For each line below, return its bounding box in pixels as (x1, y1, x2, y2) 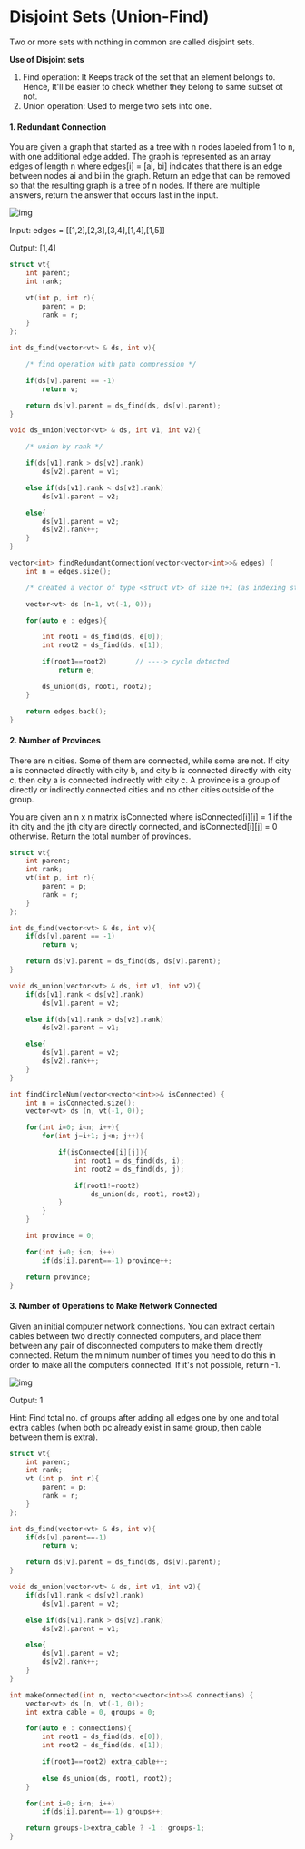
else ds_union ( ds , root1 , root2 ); (42, 1774, 172, 1783)
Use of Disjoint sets (9, 54, 84, 64)
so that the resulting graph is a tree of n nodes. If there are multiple (9, 180, 261, 192)
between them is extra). (9, 1431, 98, 1442)
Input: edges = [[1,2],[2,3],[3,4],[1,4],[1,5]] (9, 225, 165, 236)
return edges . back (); (25, 706, 107, 716)
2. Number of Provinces (9, 734, 102, 745)
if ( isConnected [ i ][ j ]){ (57, 1148, 148, 1157)
